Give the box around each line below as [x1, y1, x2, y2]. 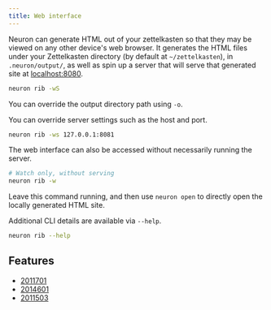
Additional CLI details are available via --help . [8, 216, 162, 226]
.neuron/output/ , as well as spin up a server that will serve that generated [8, 60, 256, 70]
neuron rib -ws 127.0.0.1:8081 [8, 131, 115, 139]
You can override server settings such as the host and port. [8, 114, 208, 124]
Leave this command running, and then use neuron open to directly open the [8, 192, 263, 201]
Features [8, 254, 55, 268]
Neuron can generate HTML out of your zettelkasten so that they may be [8, 34, 252, 44]
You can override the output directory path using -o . [8, 99, 183, 109]
